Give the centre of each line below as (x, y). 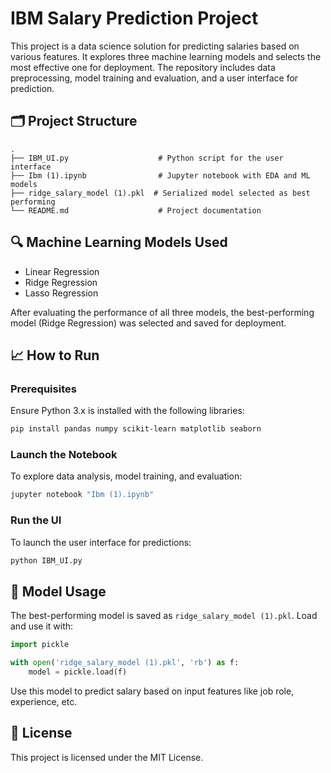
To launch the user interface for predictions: (101, 542)
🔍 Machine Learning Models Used (119, 242)
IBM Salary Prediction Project (134, 18)
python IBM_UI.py (46, 560)
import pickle (40, 645)
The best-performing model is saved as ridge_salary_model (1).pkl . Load (164, 616)
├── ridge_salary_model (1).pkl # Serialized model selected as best (160, 193)
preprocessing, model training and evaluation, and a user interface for (154, 78)
